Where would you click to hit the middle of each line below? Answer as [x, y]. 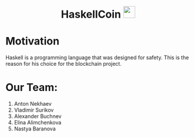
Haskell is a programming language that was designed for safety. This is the [97, 58]
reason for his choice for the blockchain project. [63, 64]
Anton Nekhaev [33, 104]
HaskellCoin [91, 14]
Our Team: [32, 87]
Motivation [33, 41]
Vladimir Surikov [34, 110]
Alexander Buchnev [38, 116]
